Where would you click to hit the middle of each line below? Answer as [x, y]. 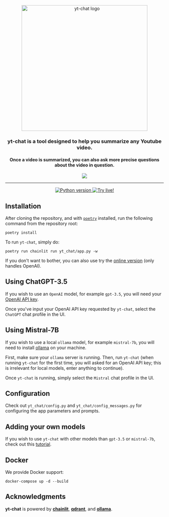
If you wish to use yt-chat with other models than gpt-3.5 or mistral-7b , [80, 439]
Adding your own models [45, 427]
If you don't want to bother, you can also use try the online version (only [80, 261]
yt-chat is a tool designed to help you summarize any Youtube [84, 141]
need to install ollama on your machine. [46, 348]
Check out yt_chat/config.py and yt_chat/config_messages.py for [74, 406]
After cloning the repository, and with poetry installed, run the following [79, 218]
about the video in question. [84, 165]
